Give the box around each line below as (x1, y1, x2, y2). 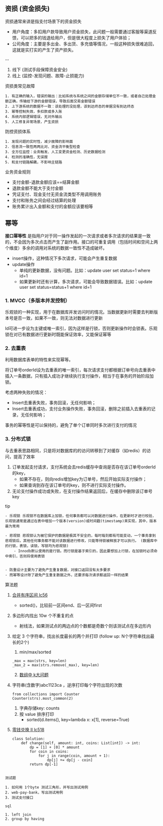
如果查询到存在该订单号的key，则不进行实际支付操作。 (19, 482, 129, 488)
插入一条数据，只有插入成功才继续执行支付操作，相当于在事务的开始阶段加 (5, 373, 154, 379)
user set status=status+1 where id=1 (19, 284, 92, 290)
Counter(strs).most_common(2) (12, 696, 74, 701)
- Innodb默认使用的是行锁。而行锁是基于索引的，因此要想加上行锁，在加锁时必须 (14, 548, 154, 553)
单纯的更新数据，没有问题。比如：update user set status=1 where (19, 267, 150, 273)
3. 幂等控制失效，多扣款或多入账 (5, 109, 62, 114)
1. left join (5, 812, 32, 817)
